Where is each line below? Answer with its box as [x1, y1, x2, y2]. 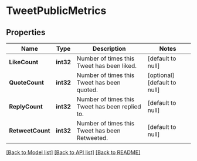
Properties [6, 27, 46, 37]
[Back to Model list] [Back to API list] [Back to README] [6, 149, 141, 156]
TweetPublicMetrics [6, 4, 107, 17]
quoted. [76, 86, 98, 94]
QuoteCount [9, 79, 44, 86]
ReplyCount [9, 103, 43, 110]
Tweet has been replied [76, 103, 142, 110]
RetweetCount [9, 127, 50, 135]
